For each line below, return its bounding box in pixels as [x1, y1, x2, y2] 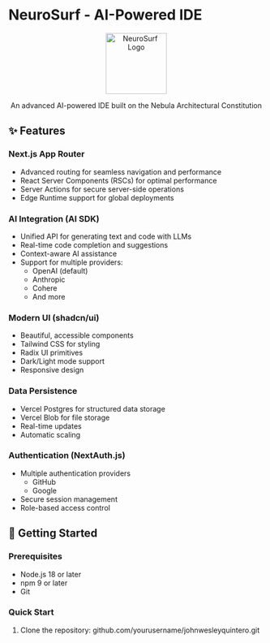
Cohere [32, 283, 58, 293]
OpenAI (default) [32, 265, 88, 275]
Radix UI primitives [19, 347, 84, 358]
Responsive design [19, 365, 84, 375]
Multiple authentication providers [19, 468, 131, 478]
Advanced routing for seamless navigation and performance [19, 166, 221, 176]
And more [32, 291, 66, 301]
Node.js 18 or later [19, 569, 82, 579]
